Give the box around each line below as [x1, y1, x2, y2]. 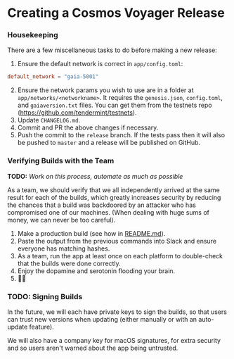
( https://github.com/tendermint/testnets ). [17, 108, 137, 117]
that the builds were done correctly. [17, 259, 121, 267]
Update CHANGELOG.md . [17, 116, 81, 125]
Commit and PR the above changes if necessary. [17, 123, 159, 132]
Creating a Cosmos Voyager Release [7, 5, 225, 21]
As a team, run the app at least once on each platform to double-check [17, 251, 223, 260]
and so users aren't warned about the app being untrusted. [7, 344, 178, 352]
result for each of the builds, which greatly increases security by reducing [7, 193, 221, 201]
